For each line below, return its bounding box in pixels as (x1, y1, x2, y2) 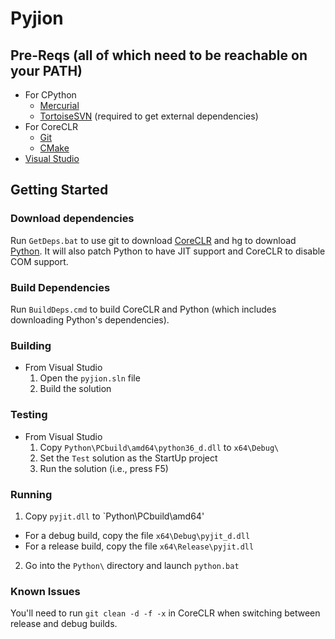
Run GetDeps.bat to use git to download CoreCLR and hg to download (10, 234, 297, 246)
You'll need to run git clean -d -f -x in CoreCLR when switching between (10, 607, 321, 619)
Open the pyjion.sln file (39, 372, 141, 384)
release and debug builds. (10, 618, 118, 630)
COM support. (10, 255, 69, 267)
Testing (10, 408, 48, 422)
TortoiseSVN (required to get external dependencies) (39, 110, 259, 122)
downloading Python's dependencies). (10, 313, 170, 326)
